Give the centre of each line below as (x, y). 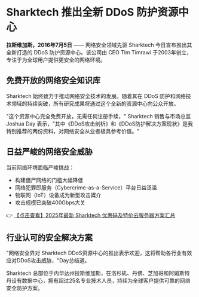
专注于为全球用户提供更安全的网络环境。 (56, 60)
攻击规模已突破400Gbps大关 (50, 202)
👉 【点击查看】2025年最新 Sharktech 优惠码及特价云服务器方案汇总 (91, 215)
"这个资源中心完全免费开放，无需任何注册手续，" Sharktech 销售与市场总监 (99, 116)
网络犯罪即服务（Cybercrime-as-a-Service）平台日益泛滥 (86, 187)
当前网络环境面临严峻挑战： (40, 167)
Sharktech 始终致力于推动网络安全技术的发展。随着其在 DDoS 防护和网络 (96, 96)
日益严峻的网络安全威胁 (49, 152)
